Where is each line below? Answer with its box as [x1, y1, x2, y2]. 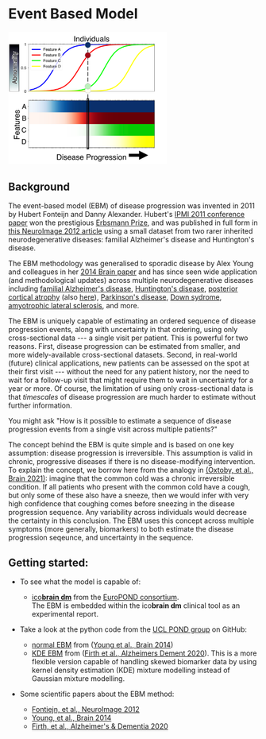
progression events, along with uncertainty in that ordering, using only [8, 325, 238, 335]
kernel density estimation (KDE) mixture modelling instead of [31, 665, 230, 675]
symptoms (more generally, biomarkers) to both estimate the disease [8, 524, 234, 534]
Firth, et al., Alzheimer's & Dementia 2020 [31, 722, 168, 731]
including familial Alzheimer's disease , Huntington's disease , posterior [8, 284, 238, 294]
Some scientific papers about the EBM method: [19, 689, 175, 699]
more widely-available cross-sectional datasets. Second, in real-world [8, 350, 237, 360]
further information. [8, 400, 73, 410]
